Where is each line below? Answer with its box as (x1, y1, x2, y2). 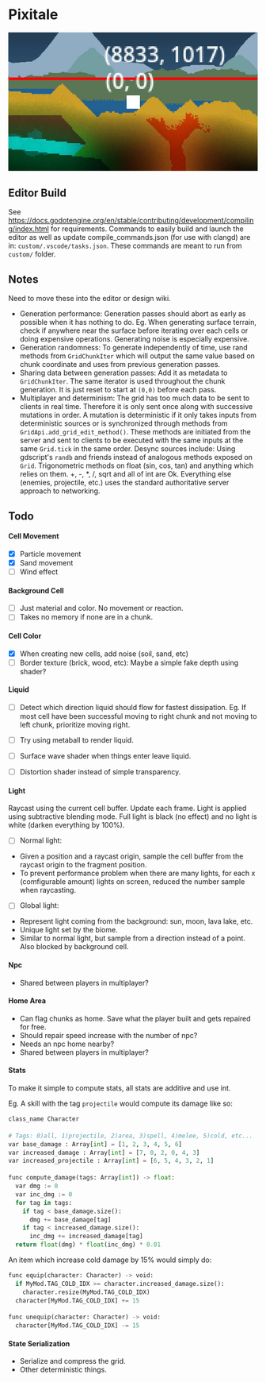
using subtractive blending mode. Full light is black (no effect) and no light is (8, 812, 257, 821)
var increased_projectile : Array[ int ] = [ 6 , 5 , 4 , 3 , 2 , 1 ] (8, 1157, 215, 1165)
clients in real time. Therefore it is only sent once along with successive (19, 402, 253, 411)
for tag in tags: (15, 1199, 73, 1206)
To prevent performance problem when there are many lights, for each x (19, 868, 256, 878)
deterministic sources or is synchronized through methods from (19, 419, 228, 428)
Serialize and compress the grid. (19, 1357, 126, 1366)
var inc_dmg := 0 (15, 1190, 73, 1199)
